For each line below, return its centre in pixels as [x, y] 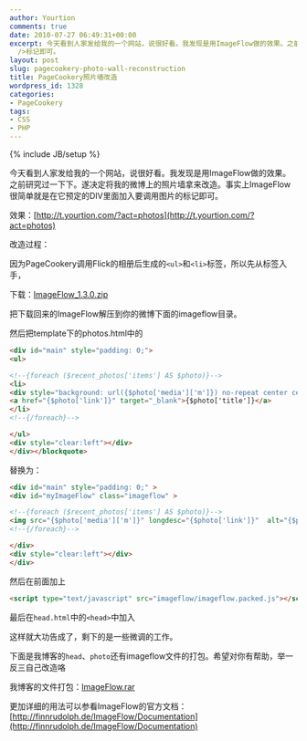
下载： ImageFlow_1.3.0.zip [59, 294]
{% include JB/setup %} [55, 154]
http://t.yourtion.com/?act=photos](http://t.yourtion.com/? [145, 215]
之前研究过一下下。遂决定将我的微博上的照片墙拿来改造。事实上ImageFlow [150, 184]
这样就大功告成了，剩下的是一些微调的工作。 [94, 636]
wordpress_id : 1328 [47, 86]
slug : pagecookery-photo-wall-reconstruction [97, 69]
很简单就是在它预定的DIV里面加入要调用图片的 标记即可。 [116, 196]
